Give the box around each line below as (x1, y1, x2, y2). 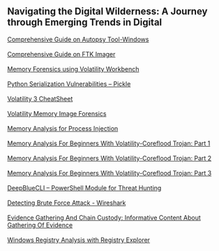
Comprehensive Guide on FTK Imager (7, 50, 116, 58)
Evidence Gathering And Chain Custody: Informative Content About (7, 213, 201, 222)
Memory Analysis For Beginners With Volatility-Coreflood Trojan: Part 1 (7, 139, 211, 148)
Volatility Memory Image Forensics (7, 109, 107, 117)
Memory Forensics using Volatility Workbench (7, 64, 139, 73)
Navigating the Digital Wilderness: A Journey (7, 6, 208, 17)
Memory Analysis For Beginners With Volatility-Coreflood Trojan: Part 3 (7, 168, 212, 177)
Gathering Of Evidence (7, 220, 73, 229)
